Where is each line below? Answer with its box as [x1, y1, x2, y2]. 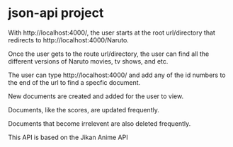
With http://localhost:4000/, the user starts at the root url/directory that [8, 28, 215, 37]
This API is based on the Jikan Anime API [8, 133, 128, 141]
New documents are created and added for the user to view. [8, 92, 183, 100]
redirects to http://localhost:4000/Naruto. [8, 35, 130, 44]
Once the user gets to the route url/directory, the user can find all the [8, 49, 210, 58]
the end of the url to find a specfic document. [8, 78, 141, 86]
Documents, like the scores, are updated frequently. [8, 105, 160, 114]
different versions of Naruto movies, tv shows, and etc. [8, 57, 169, 65]
